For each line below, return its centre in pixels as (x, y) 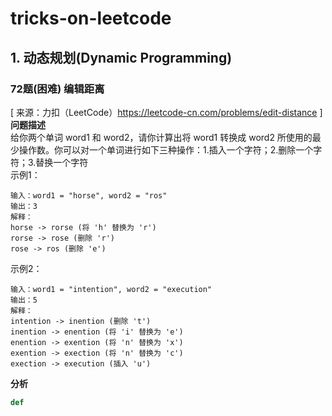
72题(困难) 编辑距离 (57, 89)
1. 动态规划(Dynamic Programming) (121, 57)
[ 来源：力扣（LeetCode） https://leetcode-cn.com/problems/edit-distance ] (166, 112)
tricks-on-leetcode (91, 18)
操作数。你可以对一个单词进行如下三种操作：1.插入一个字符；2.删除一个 (166, 149)
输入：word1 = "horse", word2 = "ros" (89, 195)
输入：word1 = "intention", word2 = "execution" (111, 289)
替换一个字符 (62, 162)
